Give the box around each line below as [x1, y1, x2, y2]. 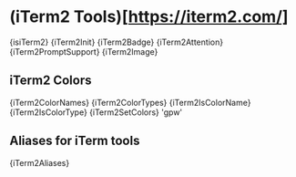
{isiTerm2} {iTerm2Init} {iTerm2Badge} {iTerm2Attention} [9, 36, 224, 47]
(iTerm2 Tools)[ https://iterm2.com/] [9, 6, 289, 27]
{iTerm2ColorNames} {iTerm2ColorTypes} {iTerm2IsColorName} [9, 97, 251, 108]
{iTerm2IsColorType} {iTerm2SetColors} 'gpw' [9, 107, 183, 118]
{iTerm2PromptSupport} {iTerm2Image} [9, 46, 158, 57]
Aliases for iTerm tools [9, 133, 140, 149]
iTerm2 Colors [9, 73, 92, 88]
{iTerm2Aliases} [9, 157, 70, 168]
